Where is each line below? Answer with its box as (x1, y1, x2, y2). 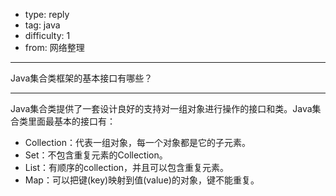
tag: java (24, 19, 61, 31)
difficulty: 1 (24, 30, 71, 41)
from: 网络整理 (24, 42, 85, 53)
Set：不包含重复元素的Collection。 (24, 149, 168, 161)
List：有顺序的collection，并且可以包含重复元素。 (24, 162, 230, 173)
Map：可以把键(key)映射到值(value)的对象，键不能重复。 (24, 174, 260, 186)
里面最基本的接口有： (27, 115, 116, 127)
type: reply (24, 9, 70, 20)
